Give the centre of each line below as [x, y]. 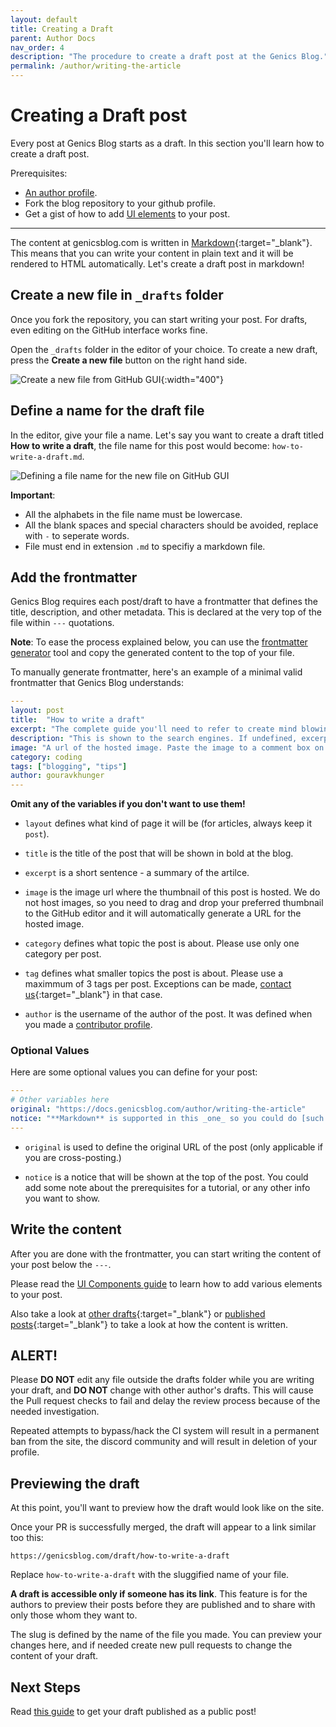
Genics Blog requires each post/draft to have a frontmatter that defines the [164, 602]
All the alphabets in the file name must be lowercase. [133, 514]
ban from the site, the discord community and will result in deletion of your [164, 1442]
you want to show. [62, 1198]
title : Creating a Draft [62, 29]
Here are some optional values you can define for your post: [134, 1072]
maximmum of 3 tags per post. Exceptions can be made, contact [158, 984]
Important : [33, 495]
